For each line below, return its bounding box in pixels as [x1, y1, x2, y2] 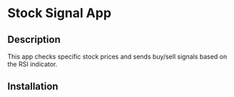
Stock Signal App [7, 5, 112, 21]
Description [7, 34, 61, 46]
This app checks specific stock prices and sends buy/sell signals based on [7, 52, 228, 61]
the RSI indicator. [7, 60, 58, 68]
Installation [7, 81, 58, 93]
